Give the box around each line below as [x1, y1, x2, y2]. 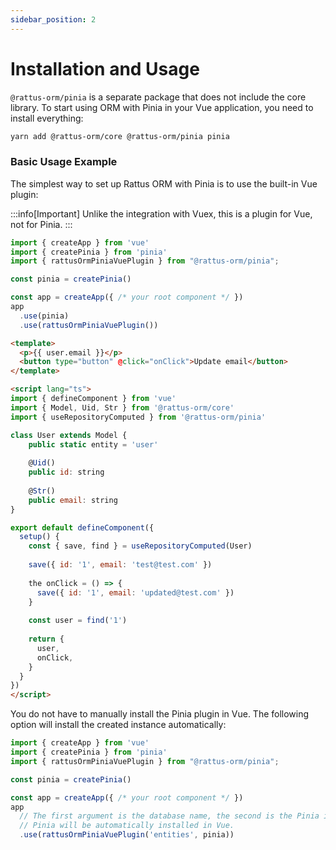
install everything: [10, 112, 84, 124]
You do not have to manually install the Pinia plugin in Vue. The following [10, 708, 310, 720]
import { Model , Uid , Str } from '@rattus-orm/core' [10, 402, 235, 413]
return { [28, 634, 65, 645]
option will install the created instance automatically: [10, 719, 227, 731]
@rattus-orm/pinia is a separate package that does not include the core [10, 91, 307, 103]
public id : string [28, 467, 105, 478]
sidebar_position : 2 [10, 14, 97, 25]
